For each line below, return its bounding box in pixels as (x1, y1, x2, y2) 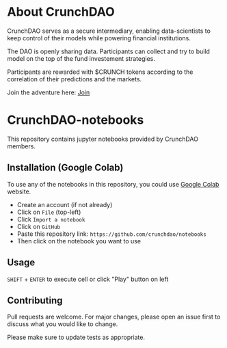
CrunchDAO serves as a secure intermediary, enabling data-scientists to (7, 27, 211, 35)
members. (7, 142, 36, 150)
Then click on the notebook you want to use (16, 237, 142, 245)
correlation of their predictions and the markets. (7, 75, 142, 83)
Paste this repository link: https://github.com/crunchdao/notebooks (16, 230, 206, 238)
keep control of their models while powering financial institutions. (7, 34, 191, 42)
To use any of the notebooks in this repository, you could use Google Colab (7, 180, 219, 188)
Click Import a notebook (16, 215, 85, 223)
